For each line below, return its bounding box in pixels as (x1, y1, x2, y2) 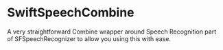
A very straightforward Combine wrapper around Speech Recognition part (7, 27, 217, 36)
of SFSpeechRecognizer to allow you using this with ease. (7, 34, 172, 42)
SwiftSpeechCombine (7, 5, 135, 21)
